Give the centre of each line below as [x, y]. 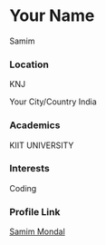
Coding [23, 188]
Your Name [52, 16]
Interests [29, 169]
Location [29, 64]
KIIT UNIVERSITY [42, 145]
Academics [35, 125]
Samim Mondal [37, 231]
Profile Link [35, 211]
